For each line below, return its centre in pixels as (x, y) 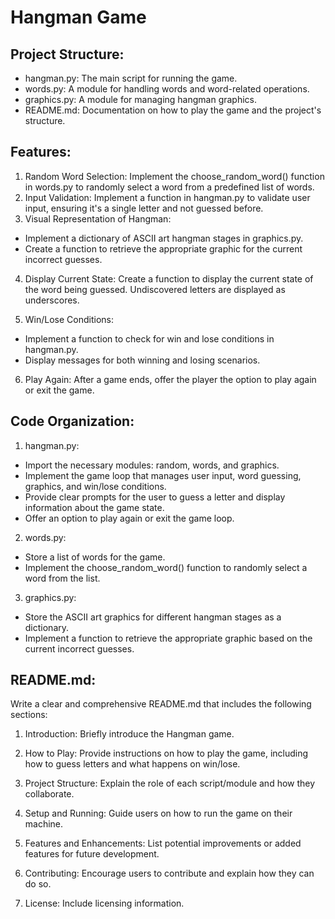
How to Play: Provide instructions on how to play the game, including (166, 753)
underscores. (52, 300)
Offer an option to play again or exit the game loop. (129, 518)
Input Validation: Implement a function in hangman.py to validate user (167, 197)
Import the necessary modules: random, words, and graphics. (152, 465)
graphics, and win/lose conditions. (95, 486)
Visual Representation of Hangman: (98, 218)
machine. (44, 824)
